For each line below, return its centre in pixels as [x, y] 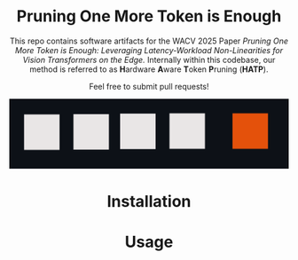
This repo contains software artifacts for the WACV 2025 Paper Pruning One [149, 41]
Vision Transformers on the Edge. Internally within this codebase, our [149, 59]
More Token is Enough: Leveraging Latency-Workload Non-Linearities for [149, 50]
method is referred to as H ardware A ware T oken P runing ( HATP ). [149, 69]
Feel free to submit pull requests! [149, 86]
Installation [149, 202]
